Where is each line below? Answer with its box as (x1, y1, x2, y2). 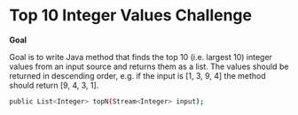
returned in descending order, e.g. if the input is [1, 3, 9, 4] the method (9, 70, 266, 80)
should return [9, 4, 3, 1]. (9, 80, 99, 90)
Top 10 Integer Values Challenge (9, 5, 253, 26)
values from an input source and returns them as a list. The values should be (9, 61, 289, 72)
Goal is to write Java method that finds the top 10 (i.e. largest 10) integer (9, 51, 273, 62)
